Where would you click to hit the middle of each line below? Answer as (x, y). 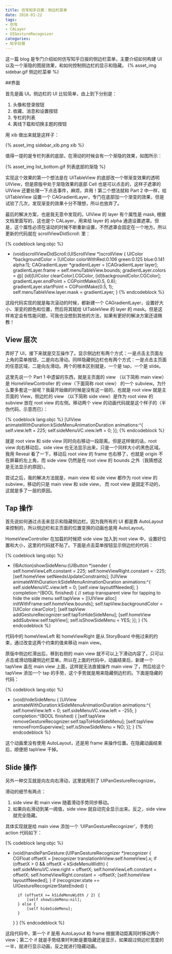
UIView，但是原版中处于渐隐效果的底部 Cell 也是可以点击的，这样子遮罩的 (83, 184)
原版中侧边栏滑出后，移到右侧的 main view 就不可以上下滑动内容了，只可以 (84, 653)
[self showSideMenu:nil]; (54, 900)
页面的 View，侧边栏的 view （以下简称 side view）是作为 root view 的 (79, 396)
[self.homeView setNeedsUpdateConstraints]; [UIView (70, 576)
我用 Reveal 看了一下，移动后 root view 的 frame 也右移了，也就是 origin (81, 454)
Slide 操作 (21, 767)
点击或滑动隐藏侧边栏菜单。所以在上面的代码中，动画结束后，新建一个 (79, 660)
